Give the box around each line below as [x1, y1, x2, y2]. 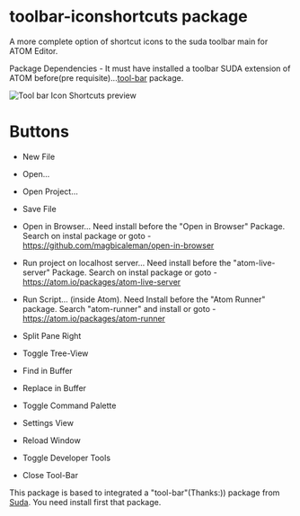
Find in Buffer [22, 365, 74, 376]
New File [22, 151, 56, 162]
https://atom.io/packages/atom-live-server [22, 276, 181, 287]
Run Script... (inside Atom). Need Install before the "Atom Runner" [22, 294, 266, 305]
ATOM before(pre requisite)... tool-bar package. [9, 72, 184, 83]
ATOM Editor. [9, 45, 58, 56]
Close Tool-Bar [22, 469, 79, 480]
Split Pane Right [22, 330, 82, 341]
